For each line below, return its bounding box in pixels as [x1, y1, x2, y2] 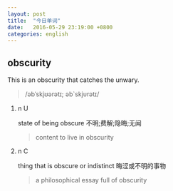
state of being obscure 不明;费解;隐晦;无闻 [17, 119, 142, 128]
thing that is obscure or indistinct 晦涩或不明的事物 [17, 162, 166, 170]
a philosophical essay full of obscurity [35, 176, 147, 185]
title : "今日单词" [7, 17, 61, 24]
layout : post [7, 10, 46, 18]
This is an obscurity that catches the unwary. [7, 76, 140, 84]
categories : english [7, 30, 69, 38]
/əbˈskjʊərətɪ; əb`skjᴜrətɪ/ [24, 90, 100, 98]
